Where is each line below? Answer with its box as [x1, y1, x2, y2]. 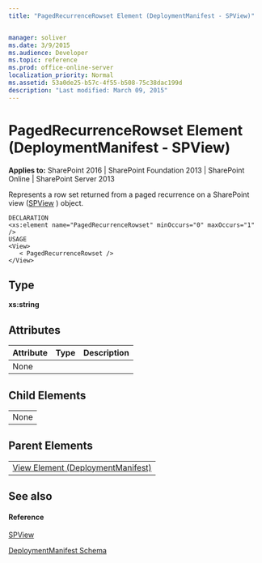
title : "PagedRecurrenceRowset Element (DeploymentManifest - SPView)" [8, 11, 255, 20]
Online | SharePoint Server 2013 [8, 173, 115, 183]
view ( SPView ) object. [8, 198, 84, 207]
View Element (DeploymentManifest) [12, 462, 152, 473]
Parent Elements [8, 439, 93, 453]
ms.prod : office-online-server [8, 64, 114, 72]
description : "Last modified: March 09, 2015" [8, 86, 168, 94]
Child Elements [8, 388, 87, 402]
